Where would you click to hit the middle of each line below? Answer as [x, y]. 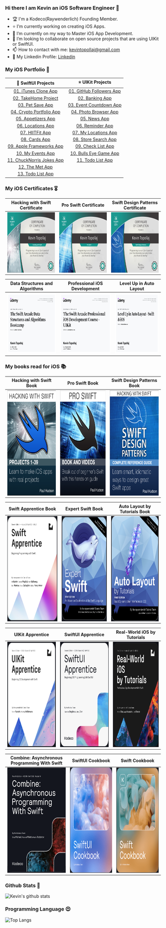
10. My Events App [36, 153]
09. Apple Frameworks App [36, 146]
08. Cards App [35, 139]
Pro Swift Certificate [83, 205]
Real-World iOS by [136, 632]
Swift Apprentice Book [32, 509]
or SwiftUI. [23, 44]
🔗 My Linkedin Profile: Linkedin [44, 57]
